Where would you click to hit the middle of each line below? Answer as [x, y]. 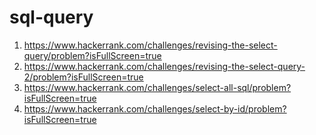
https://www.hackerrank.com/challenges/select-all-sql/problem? [157, 87]
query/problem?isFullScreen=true [92, 55]
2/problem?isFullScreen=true [83, 77]
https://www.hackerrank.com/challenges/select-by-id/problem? [155, 108]
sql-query [51, 17]
